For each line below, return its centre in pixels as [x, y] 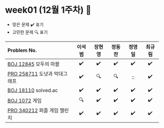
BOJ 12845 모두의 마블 [34, 64]
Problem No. [22, 50]
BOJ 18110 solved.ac [33, 90]
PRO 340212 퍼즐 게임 [33, 110]
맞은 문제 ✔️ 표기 [28, 24]
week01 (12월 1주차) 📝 [48, 10]
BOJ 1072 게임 [25, 101]
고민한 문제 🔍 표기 [30, 32]
